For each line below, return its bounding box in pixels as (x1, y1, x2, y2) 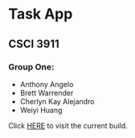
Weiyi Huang (19, 105, 63, 115)
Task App (8, 5, 73, 23)
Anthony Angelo (19, 79, 74, 89)
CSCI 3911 (8, 37, 59, 51)
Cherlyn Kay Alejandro (19, 96, 95, 106)
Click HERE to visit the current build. (8, 120, 129, 130)
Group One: (8, 61, 55, 73)
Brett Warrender (19, 88, 74, 98)
